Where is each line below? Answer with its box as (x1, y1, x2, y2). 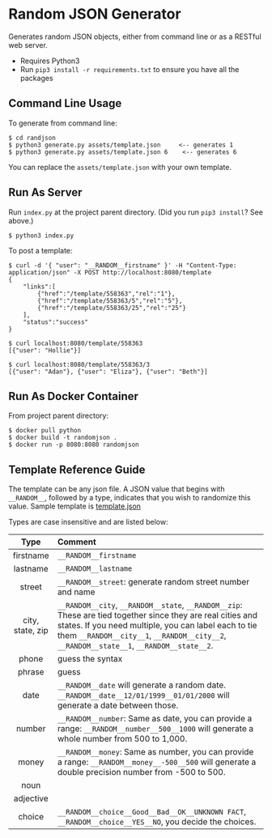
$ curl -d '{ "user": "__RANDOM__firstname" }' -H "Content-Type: (8, 261, 237, 270)
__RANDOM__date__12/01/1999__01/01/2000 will (57, 690, 230, 701)
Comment (57, 536, 97, 547)
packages (19, 73, 54, 83)
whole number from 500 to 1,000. (57, 734, 188, 745)
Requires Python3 (19, 56, 80, 66)
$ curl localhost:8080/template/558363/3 (8, 360, 151, 368)
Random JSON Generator (8, 5, 181, 23)
